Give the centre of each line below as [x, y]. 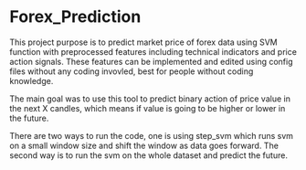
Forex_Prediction [75, 17]
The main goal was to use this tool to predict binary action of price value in [150, 99]
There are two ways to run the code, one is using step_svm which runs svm [152, 135]
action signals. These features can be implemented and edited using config [151, 61]
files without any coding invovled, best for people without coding [132, 71]
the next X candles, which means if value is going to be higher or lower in [148, 108]
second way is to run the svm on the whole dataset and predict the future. [148, 155]
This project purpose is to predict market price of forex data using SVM [143, 42]
